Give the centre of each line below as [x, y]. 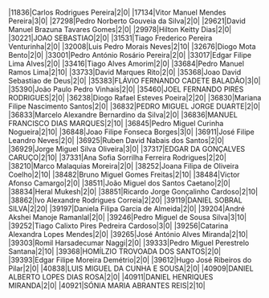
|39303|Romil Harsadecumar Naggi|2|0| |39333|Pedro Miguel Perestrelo [129, 243]
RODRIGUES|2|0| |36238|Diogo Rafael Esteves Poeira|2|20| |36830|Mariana [135, 98]
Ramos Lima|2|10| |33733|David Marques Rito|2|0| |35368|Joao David [125, 72]
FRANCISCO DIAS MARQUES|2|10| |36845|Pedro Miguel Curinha [116, 123]
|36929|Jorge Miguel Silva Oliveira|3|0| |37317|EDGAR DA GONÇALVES [127, 149]
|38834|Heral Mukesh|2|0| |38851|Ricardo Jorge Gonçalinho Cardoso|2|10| [133, 192]
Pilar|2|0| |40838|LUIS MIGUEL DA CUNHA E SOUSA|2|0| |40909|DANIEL [131, 268]
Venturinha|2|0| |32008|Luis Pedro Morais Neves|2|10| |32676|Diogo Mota [132, 47]
